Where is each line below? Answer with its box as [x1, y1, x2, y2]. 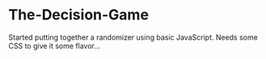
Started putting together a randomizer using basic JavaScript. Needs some [8, 32, 259, 42]
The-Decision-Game [8, 6, 150, 24]
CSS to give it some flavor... [8, 40, 101, 50]
